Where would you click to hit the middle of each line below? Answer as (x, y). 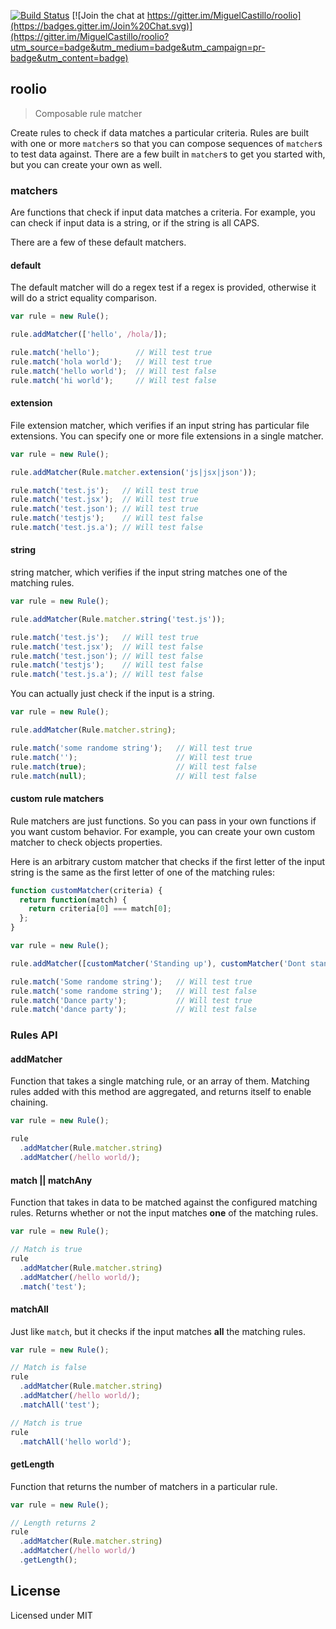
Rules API (34, 1035)
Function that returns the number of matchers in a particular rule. (144, 1486)
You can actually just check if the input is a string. (112, 694)
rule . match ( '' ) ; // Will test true (131, 757)
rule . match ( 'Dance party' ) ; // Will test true (131, 1000)
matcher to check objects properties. (86, 842)
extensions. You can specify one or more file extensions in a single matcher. (167, 436)
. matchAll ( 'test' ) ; (60, 1405)
